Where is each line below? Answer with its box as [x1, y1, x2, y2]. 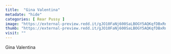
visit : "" [5, 30, 26, 35]
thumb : [5, 26, 19, 31]
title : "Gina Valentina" [5, 7, 60, 12]
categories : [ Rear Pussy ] [5, 16, 65, 21]
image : [5, 21, 19, 26]
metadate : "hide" [5, 12, 42, 17]
